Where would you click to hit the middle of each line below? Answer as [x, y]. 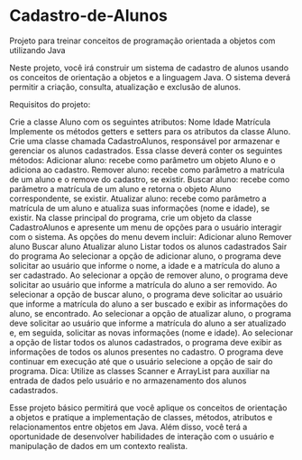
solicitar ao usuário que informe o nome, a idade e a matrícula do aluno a [145, 265]
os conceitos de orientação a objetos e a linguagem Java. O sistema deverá [150, 77]
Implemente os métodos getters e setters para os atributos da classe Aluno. [150, 131]
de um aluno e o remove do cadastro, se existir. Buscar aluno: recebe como [150, 179]
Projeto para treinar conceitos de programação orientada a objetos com [142, 41]
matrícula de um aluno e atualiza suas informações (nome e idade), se [140, 207]
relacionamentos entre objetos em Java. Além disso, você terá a [128, 427]
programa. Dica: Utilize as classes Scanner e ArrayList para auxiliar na [140, 371]
